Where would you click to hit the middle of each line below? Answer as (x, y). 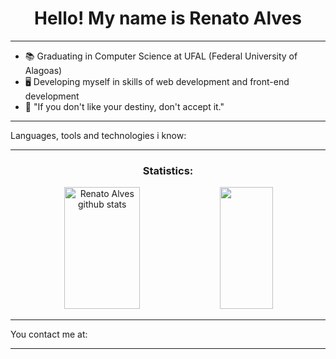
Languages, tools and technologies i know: (98, 135)
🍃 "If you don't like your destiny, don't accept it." (124, 106)
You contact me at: (49, 334)
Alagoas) (43, 70)
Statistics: (168, 170)
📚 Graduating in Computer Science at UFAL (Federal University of (161, 56)
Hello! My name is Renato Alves (168, 18)
